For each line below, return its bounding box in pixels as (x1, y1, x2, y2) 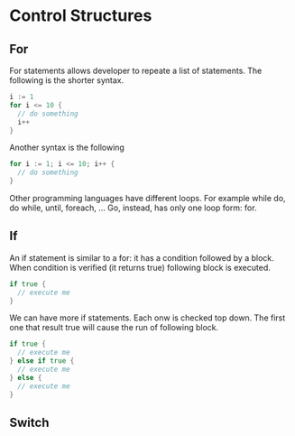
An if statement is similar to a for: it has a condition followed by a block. (9, 252, 275, 263)
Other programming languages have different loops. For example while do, (9, 193, 286, 203)
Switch (9, 414, 50, 430)
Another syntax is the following (9, 142, 124, 153)
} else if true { (9, 357, 75, 366)
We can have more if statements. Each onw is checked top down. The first (9, 312, 286, 323)
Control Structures (9, 5, 152, 26)
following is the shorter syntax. (9, 75, 124, 86)
